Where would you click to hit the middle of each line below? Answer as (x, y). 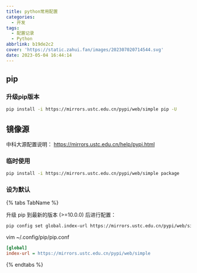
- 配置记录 (23, 33)
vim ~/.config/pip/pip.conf (38, 237)
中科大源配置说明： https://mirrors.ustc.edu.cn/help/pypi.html (81, 144)
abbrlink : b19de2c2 (30, 45)
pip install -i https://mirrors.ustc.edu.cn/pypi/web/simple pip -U (91, 109)
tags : (13, 28)
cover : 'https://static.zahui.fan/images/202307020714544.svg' (85, 50)
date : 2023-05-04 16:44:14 (39, 55)
